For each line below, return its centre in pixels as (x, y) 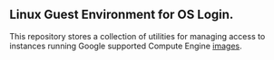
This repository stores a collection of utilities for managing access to (137, 36)
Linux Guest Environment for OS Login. (122, 15)
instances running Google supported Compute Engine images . (126, 46)
